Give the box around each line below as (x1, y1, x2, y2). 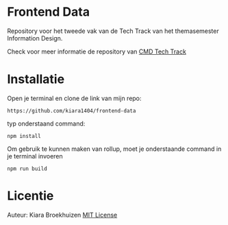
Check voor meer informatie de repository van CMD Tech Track (7, 47, 187, 56)
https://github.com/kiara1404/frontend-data (7, 107, 136, 114)
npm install (7, 132, 41, 139)
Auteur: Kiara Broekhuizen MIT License (7, 211, 118, 219)
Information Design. (7, 34, 63, 42)
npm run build (7, 165, 48, 172)
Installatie (7, 71, 65, 87)
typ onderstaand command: (7, 119, 86, 128)
